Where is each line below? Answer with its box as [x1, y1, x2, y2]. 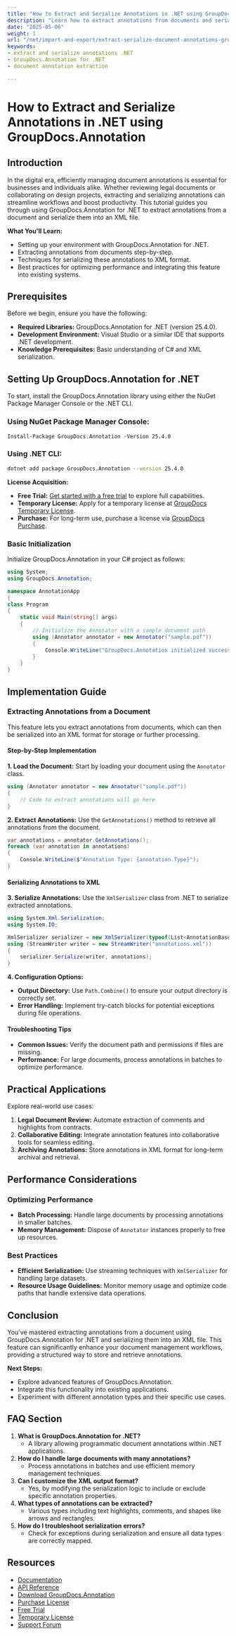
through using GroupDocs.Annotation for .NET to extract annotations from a [7, 205, 227, 214]
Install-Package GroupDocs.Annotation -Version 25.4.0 [7, 433, 171, 440]
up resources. [17, 1233, 58, 1241]
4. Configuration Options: [7, 972, 84, 982]
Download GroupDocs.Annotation [17, 1590, 115, 1599]
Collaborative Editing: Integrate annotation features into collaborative [17, 1131, 220, 1139]
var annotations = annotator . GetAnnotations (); [7, 837, 150, 844]
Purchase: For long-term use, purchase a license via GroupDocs [17, 514, 205, 522]
